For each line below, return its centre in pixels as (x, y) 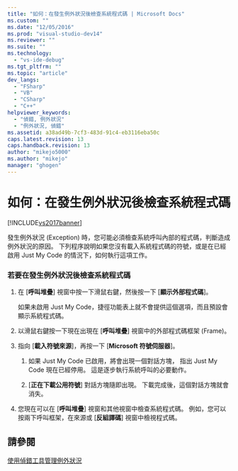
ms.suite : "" (27, 47)
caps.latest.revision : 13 (45, 139)
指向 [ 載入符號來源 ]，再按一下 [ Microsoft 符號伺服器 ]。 (98, 346)
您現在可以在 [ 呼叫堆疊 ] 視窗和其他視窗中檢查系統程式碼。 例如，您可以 (122, 409)
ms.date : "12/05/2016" (41, 27)
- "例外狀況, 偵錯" (39, 126)
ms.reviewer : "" (31, 40)
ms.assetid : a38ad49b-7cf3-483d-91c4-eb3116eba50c (84, 132)
